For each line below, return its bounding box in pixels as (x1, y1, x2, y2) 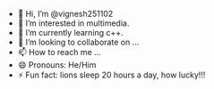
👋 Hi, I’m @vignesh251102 (17, 9, 114, 19)
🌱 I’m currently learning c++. (17, 28, 124, 37)
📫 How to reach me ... (17, 47, 101, 57)
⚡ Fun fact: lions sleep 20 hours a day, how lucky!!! (17, 69, 206, 80)
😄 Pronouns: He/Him (17, 60, 97, 70)
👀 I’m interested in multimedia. (17, 18, 130, 28)
